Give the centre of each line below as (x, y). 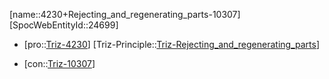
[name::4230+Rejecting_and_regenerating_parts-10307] (125, 14)
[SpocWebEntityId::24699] (64, 25)
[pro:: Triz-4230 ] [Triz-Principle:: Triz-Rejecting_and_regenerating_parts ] (171, 44)
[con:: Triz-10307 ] (59, 63)
